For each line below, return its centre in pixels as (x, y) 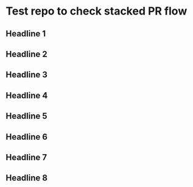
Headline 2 (26, 54)
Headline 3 (27, 75)
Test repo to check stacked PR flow (96, 11)
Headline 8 (27, 178)
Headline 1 (26, 34)
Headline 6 (27, 137)
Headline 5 (26, 116)
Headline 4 (27, 95)
